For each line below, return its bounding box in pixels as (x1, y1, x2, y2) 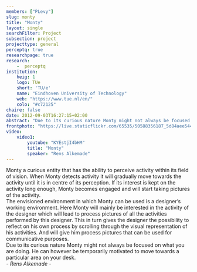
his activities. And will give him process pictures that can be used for (6, 229, 172, 236)
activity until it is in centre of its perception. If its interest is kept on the (6, 179, 176, 186)
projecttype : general (6, 42, 59, 48)
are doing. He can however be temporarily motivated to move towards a (6, 248, 180, 255)
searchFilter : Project (6, 31, 62, 36)
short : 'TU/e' (16, 85, 51, 91)
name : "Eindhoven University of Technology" (16, 90, 127, 96)
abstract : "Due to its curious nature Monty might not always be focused (6, 118, 191, 124)
